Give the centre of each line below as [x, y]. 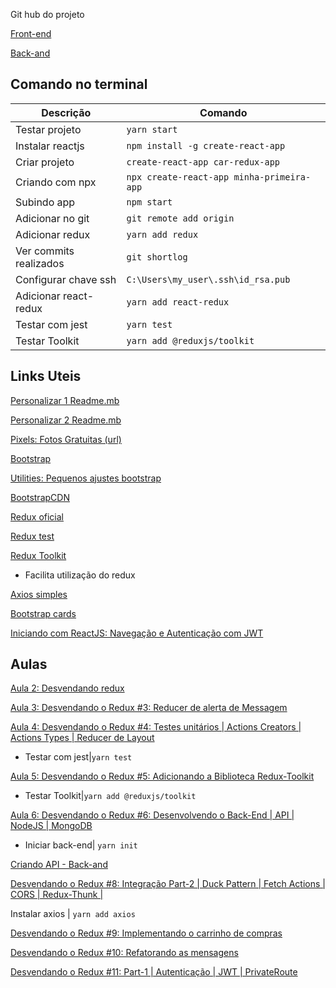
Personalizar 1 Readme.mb [65, 400]
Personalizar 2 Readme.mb [66, 420]
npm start [149, 202]
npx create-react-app [178, 177]
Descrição [66, 112]
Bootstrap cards [43, 613]
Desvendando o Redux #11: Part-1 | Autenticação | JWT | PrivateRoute [154, 972]
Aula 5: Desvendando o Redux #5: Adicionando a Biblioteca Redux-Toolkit [162, 776]
